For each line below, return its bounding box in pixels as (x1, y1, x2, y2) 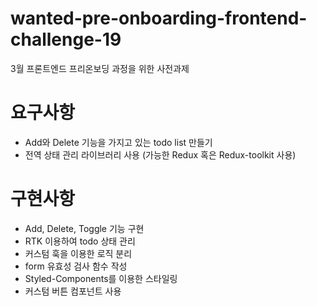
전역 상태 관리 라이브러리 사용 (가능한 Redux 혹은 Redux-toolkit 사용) (24, 148, 297, 161)
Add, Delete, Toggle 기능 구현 (24, 222, 145, 234)
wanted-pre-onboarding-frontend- (10, 7, 308, 30)
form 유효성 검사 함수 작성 (24, 260, 128, 272)
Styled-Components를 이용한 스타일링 (24, 272, 178, 284)
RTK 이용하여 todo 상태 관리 (24, 235, 136, 247)
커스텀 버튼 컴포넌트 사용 (24, 285, 122, 297)
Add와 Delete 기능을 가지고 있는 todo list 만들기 (24, 136, 213, 148)
